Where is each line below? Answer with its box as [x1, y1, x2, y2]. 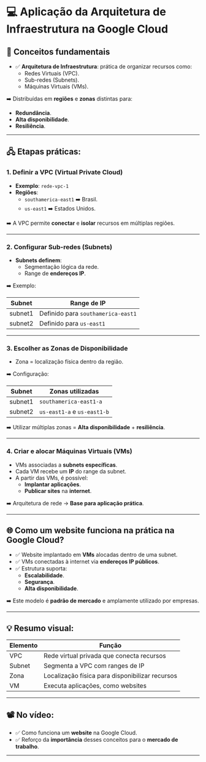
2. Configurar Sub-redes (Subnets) [6, 243, 113, 251]
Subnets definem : [15, 256, 63, 264]
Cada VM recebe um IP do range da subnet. [15, 467, 127, 475]
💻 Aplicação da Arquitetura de [6, 5, 167, 19]
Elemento [9, 641, 38, 650]
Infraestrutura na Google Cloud [6, 22, 169, 36]
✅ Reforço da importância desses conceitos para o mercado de [15, 736, 178, 744]
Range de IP [70, 298, 106, 307]
